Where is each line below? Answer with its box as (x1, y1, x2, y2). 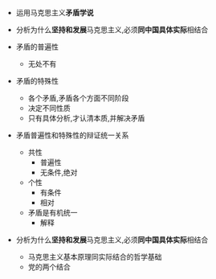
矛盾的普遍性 (15, 42, 59, 51)
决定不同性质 (27, 104, 71, 113)
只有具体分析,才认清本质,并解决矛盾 (27, 113, 145, 123)
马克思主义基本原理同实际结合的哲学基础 (27, 252, 162, 261)
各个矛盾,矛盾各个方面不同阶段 (27, 93, 129, 103)
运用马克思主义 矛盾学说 (15, 8, 94, 17)
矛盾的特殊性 (15, 76, 59, 85)
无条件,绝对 (39, 168, 78, 177)
